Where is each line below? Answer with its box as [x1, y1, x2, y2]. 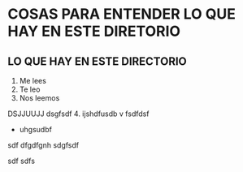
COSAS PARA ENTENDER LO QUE [7, 5, 236, 24]
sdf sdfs [7, 156, 36, 166]
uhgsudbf [19, 125, 52, 134]
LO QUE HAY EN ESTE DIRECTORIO [7, 54, 188, 68]
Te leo [19, 84, 41, 94]
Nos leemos [19, 93, 60, 102]
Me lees [19, 76, 46, 85]
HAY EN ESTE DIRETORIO [7, 22, 180, 41]
